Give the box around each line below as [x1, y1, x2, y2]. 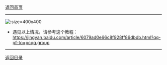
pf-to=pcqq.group [12, 40, 50, 45]
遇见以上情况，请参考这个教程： [12, 29, 78, 34]
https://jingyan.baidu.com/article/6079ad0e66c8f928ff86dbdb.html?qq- [12, 34, 161, 40]
